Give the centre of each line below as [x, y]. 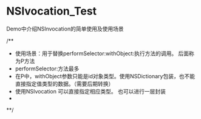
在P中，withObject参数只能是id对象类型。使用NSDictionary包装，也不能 [105, 76]
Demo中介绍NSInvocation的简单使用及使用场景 [65, 29]
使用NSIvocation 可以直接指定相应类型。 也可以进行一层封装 [90, 91]
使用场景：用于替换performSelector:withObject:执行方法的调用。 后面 [102, 53]
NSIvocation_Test [52, 11]
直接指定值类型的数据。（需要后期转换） [64, 84]
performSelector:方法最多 [47, 69]
